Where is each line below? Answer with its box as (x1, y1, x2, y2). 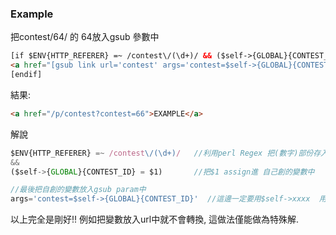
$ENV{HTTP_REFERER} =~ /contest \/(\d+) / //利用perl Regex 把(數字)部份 (10, 148, 314, 158)
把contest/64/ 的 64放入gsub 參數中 (10, 31, 160, 43)
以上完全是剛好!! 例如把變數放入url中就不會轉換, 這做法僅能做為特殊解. (10, 213, 300, 226)
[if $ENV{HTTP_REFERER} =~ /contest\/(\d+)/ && (10, 51, 213, 61)
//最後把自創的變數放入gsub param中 (10, 185, 147, 195)
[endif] (10, 70, 43, 80)
